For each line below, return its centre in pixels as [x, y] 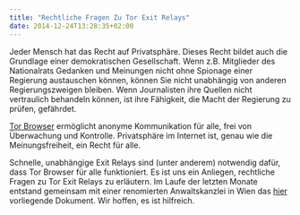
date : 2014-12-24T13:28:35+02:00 [72, 26]
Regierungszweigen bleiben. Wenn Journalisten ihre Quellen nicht [131, 90]
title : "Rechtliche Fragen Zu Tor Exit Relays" [100, 17]
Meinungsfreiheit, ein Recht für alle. [75, 145]
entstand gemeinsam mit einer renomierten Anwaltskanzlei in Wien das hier [149, 191]
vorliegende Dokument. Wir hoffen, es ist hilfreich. [102, 200]
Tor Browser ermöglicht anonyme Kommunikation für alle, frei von [131, 125]
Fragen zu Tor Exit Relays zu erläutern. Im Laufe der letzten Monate [133, 181]
